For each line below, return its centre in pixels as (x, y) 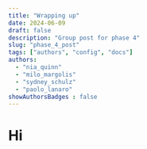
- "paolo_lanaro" (44, 89)
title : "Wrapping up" (44, 15)
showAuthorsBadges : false (53, 97)
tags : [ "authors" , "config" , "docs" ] (71, 52)
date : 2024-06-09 (37, 23)
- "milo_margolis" (46, 74)
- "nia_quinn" (39, 67)
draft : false (30, 30)
